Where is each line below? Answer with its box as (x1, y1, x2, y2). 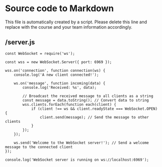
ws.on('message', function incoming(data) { (14, 81, 106, 85)
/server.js (5, 38, 35, 47)
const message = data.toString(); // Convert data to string (22, 98, 149, 102)
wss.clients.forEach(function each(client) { (22, 102, 117, 107)
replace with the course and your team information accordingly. (5, 24, 132, 30)
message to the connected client (5, 144, 73, 150)
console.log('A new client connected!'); (14, 72, 99, 77)
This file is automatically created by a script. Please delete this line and (5, 19, 147, 25)
